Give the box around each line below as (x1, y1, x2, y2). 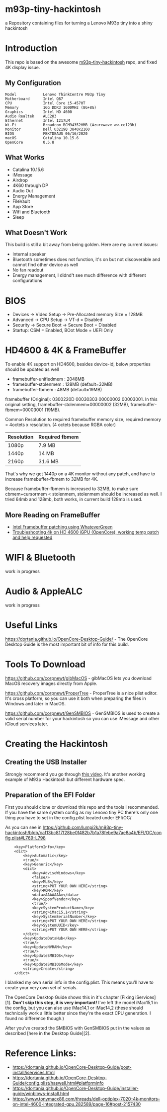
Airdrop (12, 177, 28, 183)
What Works (5, 153, 45, 162)
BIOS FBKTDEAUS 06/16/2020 (5, 131, 88, 136)
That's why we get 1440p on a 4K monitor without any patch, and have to (5, 471, 156, 477)
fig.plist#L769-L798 (5, 835, 46, 841)
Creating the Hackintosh (5, 738, 108, 749)
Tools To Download (5, 659, 86, 670)
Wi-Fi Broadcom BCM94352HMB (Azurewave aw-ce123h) (5, 122, 137, 127)
